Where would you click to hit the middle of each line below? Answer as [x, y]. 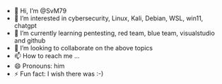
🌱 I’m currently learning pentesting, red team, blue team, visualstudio [115, 33]
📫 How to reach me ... [47, 56]
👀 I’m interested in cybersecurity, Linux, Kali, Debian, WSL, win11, [109, 18]
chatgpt [25, 26]
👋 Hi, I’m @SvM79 [40, 11]
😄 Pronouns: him [39, 66]
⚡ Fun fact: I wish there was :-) [59, 74]
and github [30, 41]
